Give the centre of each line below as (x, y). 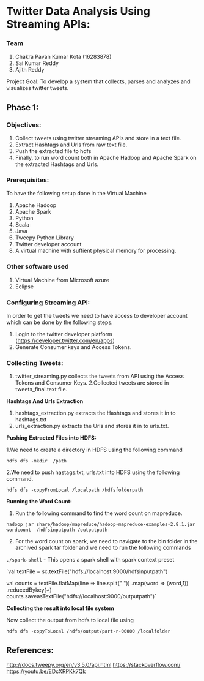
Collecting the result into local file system (60, 608)
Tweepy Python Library (45, 238)
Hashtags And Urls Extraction (45, 401)
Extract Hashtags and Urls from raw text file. (71, 145)
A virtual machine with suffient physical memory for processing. (96, 251)
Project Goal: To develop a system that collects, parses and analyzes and (98, 81)
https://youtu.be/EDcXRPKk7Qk (46, 671)
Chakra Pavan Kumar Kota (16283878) (63, 57)
